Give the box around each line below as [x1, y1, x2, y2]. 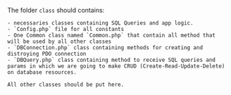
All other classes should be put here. [7, 81, 125, 88]
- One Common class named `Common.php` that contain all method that [7, 32, 216, 39]
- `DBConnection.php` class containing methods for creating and [7, 44, 203, 51]
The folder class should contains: [7, 6, 105, 14]
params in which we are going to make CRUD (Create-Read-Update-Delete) [7, 63, 225, 70]
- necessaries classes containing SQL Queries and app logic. [7, 20, 194, 27]
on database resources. [7, 69, 77, 76]
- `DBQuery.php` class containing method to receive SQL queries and [7, 56, 216, 63]
